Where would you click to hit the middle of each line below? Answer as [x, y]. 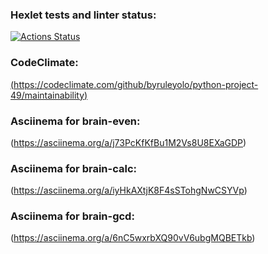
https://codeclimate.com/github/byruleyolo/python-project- [136, 84]
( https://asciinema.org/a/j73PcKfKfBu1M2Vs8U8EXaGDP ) [128, 142]
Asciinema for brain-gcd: [72, 216]
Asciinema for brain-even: [75, 121]
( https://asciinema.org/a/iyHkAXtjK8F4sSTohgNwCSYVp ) [129, 190]
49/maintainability [47, 95]
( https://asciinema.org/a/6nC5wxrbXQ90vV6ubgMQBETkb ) [133, 238]
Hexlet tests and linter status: [83, 15]
